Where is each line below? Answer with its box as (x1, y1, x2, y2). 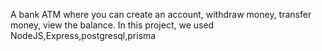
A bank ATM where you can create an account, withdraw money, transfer (10, 9, 312, 20)
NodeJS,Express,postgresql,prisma (10, 30, 157, 41)
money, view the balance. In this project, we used (10, 19, 215, 31)
